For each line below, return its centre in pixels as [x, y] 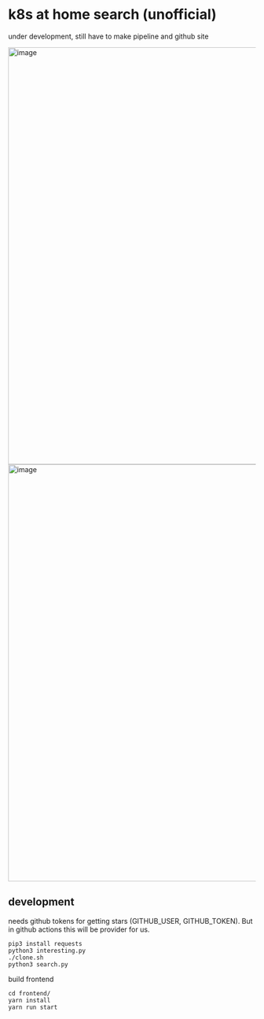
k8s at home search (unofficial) [113, 15]
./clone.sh [26, 958]
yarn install [29, 1000]
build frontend [31, 979]
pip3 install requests [45, 943]
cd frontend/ [29, 993]
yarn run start [33, 1007]
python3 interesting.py [47, 951]
